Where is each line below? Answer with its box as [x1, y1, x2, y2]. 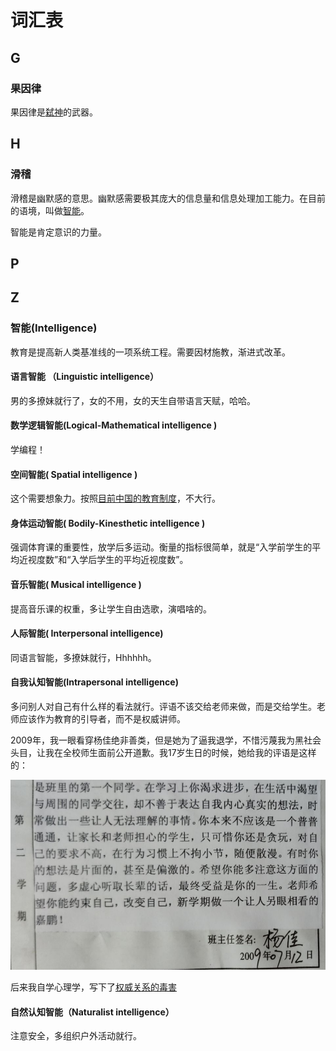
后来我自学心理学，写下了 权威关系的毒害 [10, 981, 177, 993]
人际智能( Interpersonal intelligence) [10, 627, 164, 640]
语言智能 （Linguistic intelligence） [10, 371, 160, 383]
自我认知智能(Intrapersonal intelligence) [10, 676, 179, 688]
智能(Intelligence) [10, 321, 98, 335]
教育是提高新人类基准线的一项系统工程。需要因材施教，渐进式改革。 [10, 346, 291, 358]
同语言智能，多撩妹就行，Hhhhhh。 [10, 651, 157, 663]
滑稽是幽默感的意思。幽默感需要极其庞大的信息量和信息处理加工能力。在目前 [10, 192, 326, 204]
